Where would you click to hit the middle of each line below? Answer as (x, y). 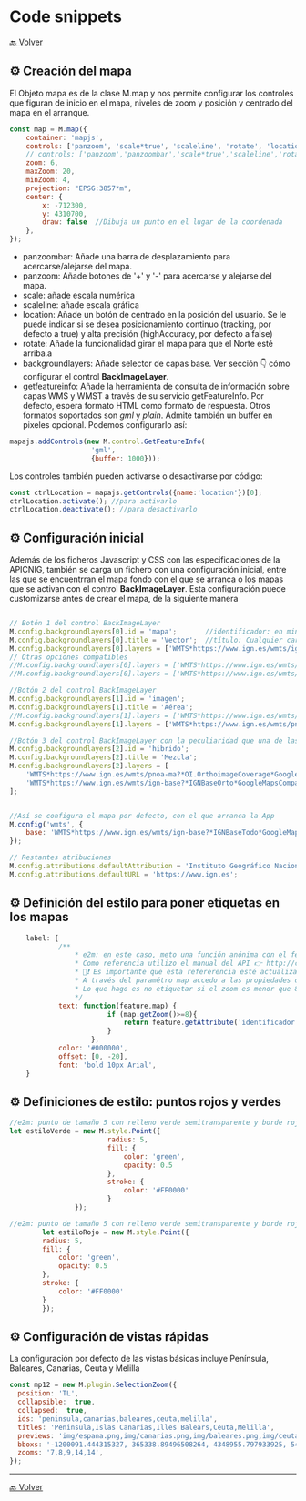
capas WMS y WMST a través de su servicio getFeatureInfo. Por (143, 396)
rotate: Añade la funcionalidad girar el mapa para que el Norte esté (148, 344)
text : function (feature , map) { (117, 1006)
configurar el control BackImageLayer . (96, 376)
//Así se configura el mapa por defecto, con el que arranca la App (142, 816)
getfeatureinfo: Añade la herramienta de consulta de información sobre (156, 386)
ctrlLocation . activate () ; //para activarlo (93, 501)
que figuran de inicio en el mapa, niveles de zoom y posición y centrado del (151, 103)
